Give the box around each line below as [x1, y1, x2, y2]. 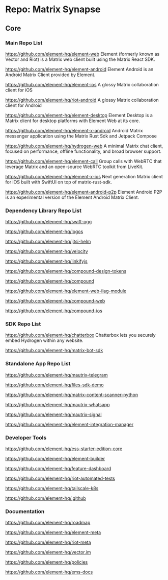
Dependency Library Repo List [5, 207, 82, 214]
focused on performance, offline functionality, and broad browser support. [5, 148, 162, 154]
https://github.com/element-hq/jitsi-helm [5, 239, 91, 245]
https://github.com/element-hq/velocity [5, 248, 88, 254]
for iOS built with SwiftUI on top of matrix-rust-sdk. [5, 179, 112, 185]
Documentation [5, 507, 45, 515]
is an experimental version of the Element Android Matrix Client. [5, 194, 139, 200]
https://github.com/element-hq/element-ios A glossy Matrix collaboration [5, 81, 159, 87]
